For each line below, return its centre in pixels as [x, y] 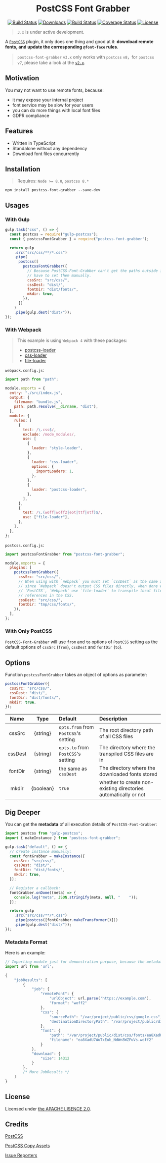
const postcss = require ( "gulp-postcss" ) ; [54, 234]
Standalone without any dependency [50, 148]
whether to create [120, 782]
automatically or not [123, 795]
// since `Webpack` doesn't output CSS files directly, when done [88, 586]
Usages [17, 205]
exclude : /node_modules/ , [50, 434]
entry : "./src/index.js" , [36, 393]
